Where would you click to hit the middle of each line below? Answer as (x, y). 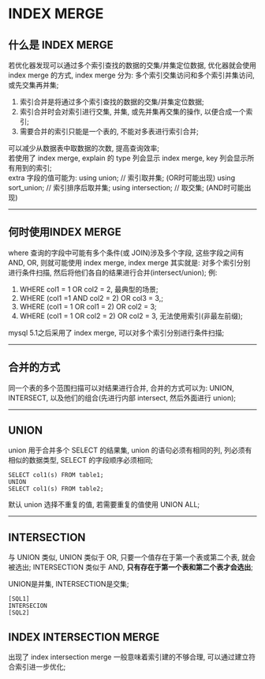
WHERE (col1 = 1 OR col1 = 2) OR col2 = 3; (88, 306)
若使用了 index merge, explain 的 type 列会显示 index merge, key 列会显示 (128, 158)
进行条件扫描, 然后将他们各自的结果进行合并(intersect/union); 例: (113, 272)
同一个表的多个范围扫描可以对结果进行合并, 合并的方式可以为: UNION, (121, 388)
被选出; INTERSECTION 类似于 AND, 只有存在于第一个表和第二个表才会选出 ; (131, 567)
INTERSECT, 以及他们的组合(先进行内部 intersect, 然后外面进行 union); (122, 398)
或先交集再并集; (34, 85)
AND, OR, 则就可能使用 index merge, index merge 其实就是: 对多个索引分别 (129, 262)
